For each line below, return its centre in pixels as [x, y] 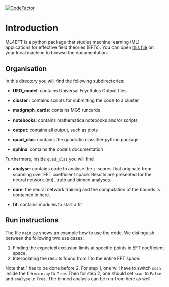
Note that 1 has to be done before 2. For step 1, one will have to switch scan [83, 268]
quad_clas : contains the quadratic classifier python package [75, 139]
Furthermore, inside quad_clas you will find [50, 159]
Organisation [26, 69]
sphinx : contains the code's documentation [58, 149]
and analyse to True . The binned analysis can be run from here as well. [79, 279]
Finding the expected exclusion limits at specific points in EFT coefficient [88, 248]
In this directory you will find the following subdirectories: [65, 81]
